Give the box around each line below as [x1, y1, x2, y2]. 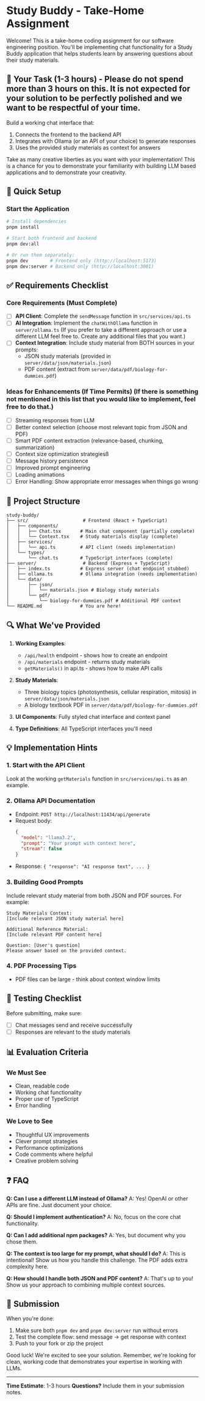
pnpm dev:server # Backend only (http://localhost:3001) [6, 263, 154, 270]
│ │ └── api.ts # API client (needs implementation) [6, 545, 176, 551]
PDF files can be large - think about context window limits [15, 976, 160, 983]
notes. [6, 1389, 23, 1396]
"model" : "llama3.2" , [21, 834, 76, 840]
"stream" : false [21, 846, 62, 852]
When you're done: [6, 1315, 55, 1322]
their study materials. [6, 56, 60, 64]
